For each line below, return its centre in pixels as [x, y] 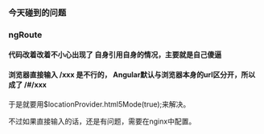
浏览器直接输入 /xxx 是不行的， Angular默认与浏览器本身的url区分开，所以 [132, 75]
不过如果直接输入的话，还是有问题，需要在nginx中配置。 [102, 121]
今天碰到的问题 [37, 12]
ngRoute [25, 35]
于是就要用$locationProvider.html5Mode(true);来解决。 [99, 104]
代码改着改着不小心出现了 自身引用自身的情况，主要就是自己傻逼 [115, 55]
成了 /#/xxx [27, 85]
